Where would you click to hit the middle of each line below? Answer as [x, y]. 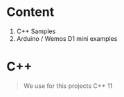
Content [30, 12]
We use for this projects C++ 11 [68, 86]
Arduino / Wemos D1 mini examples [67, 38]
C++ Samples [36, 31]
